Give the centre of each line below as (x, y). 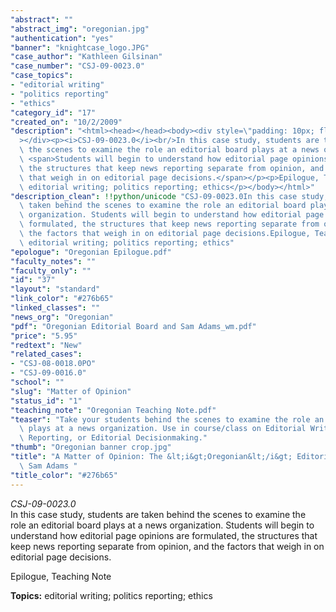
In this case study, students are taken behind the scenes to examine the (158, 514)
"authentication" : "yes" (62, 38)
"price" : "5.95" (44, 336)
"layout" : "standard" (55, 289)
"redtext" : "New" (46, 345)
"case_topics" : (42, 76)
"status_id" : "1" (46, 401)
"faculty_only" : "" (51, 271)
